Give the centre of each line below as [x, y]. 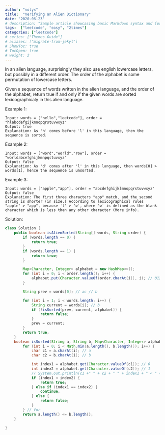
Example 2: [16, 144]
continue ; [50, 392]
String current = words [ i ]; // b [65, 305]
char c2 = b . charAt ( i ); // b [61, 355]
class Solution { [23, 228]
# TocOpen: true [22, 51]
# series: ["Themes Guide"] [34, 37]
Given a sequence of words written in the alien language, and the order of [80, 89]
